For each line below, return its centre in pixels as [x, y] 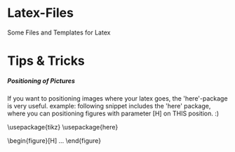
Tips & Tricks [46, 61]
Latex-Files [40, 13]
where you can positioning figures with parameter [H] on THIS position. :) [113, 113]
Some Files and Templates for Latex [59, 32]
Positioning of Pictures [41, 81]
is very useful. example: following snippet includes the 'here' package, [109, 106]
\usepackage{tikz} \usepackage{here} [63, 127]
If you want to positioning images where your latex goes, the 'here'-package [117, 99]
